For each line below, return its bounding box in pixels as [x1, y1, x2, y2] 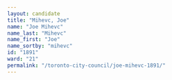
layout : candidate [7, 10, 60, 17]
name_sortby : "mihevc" [7, 42, 73, 49]
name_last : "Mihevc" [7, 29, 67, 37]
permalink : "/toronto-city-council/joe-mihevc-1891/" [7, 62, 166, 69]
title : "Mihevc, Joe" [7, 17, 70, 24]
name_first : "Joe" [7, 36, 60, 43]
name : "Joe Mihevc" [7, 23, 64, 30]
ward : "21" [7, 56, 39, 63]
